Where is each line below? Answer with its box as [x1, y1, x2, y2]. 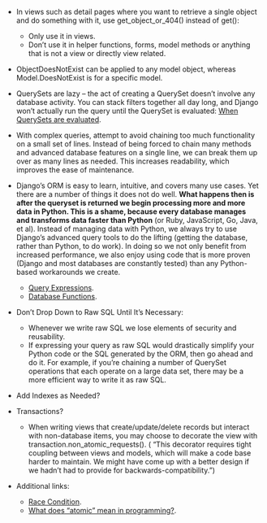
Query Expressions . [28, 283, 95, 292]
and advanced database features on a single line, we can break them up [15, 148, 258, 157]
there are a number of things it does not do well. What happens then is [15, 190, 255, 198]
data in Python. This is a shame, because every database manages [15, 207, 247, 216]
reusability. [28, 332, 66, 341]
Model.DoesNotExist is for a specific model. [15, 73, 163, 82]
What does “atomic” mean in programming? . [28, 506, 177, 515]
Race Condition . [28, 497, 83, 507]
